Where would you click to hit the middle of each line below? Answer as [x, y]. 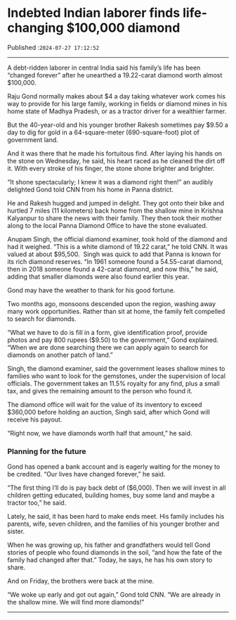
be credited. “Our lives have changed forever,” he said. [86, 474]
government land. [33, 139]
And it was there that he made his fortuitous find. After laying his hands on [115, 153]
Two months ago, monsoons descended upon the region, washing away [112, 303]
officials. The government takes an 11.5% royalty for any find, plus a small [113, 383]
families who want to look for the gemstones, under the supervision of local [117, 376]
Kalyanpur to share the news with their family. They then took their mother [115, 218]
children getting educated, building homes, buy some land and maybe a [111, 495]
